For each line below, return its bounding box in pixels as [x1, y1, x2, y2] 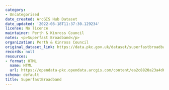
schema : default [5, 72, 39, 77]
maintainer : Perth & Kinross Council [5, 30, 84, 35]
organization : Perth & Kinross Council [5, 40, 89, 45]
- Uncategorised [5, 12, 39, 17]
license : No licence [5, 26, 49, 31]
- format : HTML [5, 58, 37, 63]
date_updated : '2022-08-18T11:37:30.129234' [5, 21, 100, 26]
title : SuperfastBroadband [5, 77, 62, 82]
